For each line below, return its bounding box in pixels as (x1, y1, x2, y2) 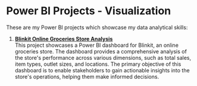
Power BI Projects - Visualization (6, 4, 171, 18)
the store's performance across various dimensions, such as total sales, (14, 54, 192, 61)
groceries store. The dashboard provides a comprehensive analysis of (14, 47, 187, 55)
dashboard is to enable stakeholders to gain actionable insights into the (14, 66, 190, 74)
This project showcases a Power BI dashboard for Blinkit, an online (14, 42, 179, 49)
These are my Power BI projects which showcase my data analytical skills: (6, 24, 188, 31)
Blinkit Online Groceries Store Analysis (14, 35, 113, 42)
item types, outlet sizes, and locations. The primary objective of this (14, 60, 182, 68)
